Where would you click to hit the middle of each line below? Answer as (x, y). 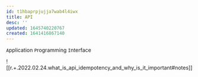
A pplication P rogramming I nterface (49, 50)
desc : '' (17, 22)
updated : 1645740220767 (36, 28)
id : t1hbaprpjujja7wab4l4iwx (42, 11)
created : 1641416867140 (36, 34)
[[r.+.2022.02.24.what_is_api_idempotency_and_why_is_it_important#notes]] (99, 68)
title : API (20, 17)
